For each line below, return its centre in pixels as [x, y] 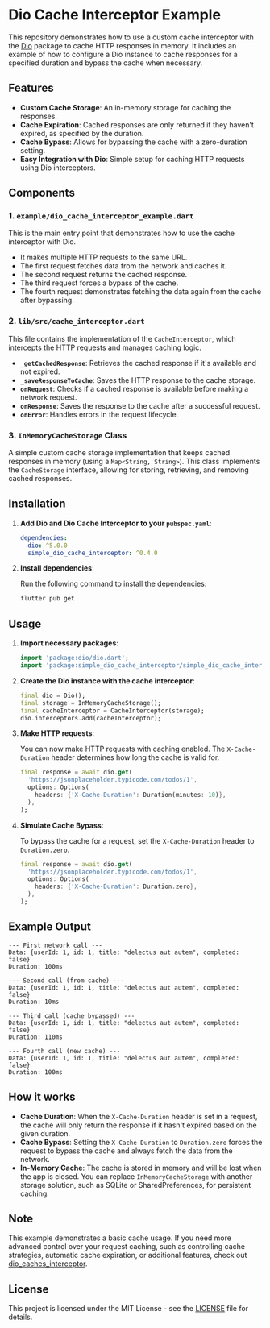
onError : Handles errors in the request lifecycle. [99, 414]
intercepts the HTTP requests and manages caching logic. [105, 347]
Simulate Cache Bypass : [62, 825]
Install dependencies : [57, 568]
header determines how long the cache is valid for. [135, 757]
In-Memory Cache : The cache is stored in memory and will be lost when [141, 1168]
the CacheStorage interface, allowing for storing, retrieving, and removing [129, 470]
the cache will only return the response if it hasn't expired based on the [139, 1125]
